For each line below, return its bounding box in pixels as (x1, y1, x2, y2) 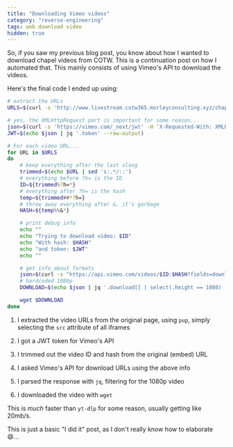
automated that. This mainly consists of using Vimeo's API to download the (7, 63, 221, 72)
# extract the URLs (7, 98, 64, 105)
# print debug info (19, 220, 76, 227)
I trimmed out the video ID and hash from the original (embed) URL (17, 350, 208, 359)
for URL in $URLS (7, 149, 58, 156)
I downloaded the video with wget (17, 391, 113, 399)
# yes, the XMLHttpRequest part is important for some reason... (7, 117, 200, 124)
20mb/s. (7, 411, 31, 420)
